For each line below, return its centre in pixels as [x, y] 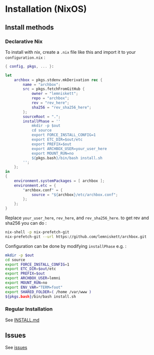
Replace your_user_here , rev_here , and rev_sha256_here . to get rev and [77, 218]
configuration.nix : [25, 57]
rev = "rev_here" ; [50, 103]
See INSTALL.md [22, 320]
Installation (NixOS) [46, 9]
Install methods [30, 27]
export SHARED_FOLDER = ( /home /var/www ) [48, 292]
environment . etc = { [35, 185]
